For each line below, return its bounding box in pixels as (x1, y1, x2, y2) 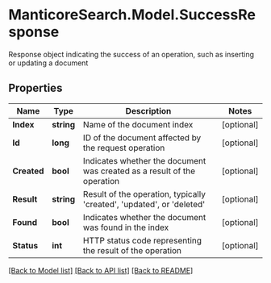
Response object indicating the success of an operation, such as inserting (8, 49, 255, 59)
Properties (8, 81, 63, 95)
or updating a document (8, 58, 89, 68)
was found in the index (83, 222, 169, 233)
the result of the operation (83, 244, 182, 256)
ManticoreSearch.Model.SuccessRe (8, 6, 256, 24)
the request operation (83, 142, 165, 153)
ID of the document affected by (83, 131, 202, 143)
